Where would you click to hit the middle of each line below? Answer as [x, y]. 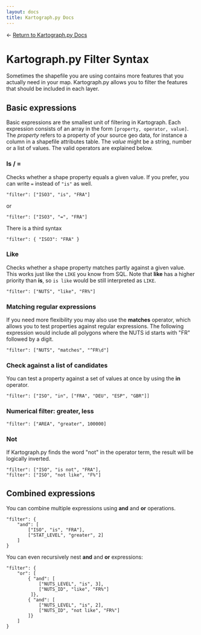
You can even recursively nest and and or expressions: [75, 557]
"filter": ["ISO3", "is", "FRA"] [48, 194]
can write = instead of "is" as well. [49, 183]
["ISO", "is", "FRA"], [56, 530]
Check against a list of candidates [57, 366]
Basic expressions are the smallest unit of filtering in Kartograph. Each [94, 122]
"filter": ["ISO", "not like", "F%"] [54, 475]
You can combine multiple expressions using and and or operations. [91, 508]
